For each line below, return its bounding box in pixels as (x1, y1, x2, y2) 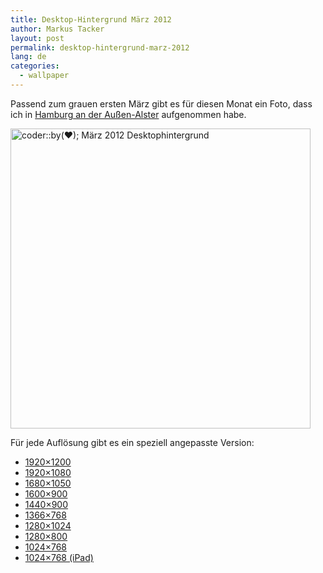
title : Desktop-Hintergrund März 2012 (10, 14, 172, 25)
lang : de (10, 52, 47, 62)
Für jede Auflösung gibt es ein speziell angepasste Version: (10, 436, 255, 448)
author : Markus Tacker (10, 24, 105, 34)
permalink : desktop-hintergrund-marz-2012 (10, 42, 190, 53)
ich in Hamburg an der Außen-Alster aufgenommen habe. (10, 108, 247, 120)
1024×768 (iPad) (24, 551, 94, 563)
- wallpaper (19, 71, 70, 81)
